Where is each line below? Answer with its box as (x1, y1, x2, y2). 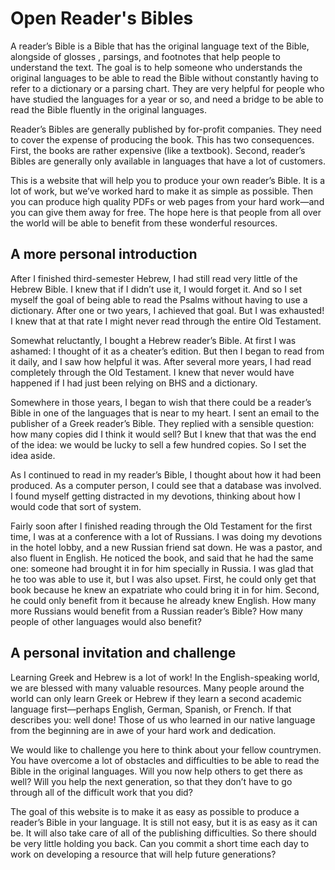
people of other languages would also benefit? (10, 615, 202, 627)
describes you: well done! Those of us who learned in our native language (10, 713, 316, 726)
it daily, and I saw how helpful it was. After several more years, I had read (10, 355, 312, 367)
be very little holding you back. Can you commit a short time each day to (10, 837, 310, 849)
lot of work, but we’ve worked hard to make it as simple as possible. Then (10, 185, 314, 197)
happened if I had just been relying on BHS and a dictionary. (10, 377, 258, 389)
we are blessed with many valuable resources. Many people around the (10, 682, 305, 694)
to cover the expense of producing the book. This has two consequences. (10, 133, 315, 146)
